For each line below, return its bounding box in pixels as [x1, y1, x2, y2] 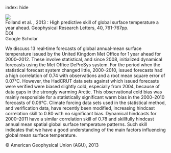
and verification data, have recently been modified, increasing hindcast [5, 105, 155, 111]
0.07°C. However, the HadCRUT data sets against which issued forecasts [5, 78, 159, 84]
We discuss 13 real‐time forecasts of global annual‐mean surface [5, 45, 142, 52]
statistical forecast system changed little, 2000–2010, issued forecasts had [5, 67, 163, 73]
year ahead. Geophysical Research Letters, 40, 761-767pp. [5, 25, 129, 31]
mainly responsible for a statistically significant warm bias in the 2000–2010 [5, 94, 165, 100]
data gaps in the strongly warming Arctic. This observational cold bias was [5, 89, 162, 95]
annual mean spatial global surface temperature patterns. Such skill [5, 121, 148, 127]
